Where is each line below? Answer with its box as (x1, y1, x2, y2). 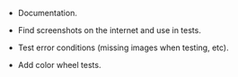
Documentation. (17, 8, 78, 18)
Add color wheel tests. (17, 60, 101, 70)
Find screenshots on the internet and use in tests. (17, 25, 202, 35)
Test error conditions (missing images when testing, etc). (17, 42, 229, 53)
